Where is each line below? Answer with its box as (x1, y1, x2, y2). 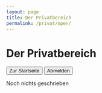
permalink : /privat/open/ (6, 20, 71, 26)
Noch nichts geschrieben (6, 80, 69, 87)
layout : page (6, 9, 39, 15)
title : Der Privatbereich (6, 15, 71, 21)
